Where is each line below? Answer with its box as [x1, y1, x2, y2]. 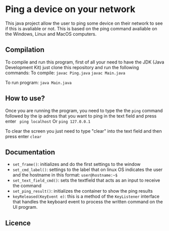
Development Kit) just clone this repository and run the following [5, 64, 139, 70]
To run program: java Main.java [5, 79, 72, 85]
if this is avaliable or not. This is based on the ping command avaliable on [5, 25, 157, 31]
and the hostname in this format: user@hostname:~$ [12, 172, 118, 178]
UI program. [12, 204, 38, 210]
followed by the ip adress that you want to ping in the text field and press [5, 112, 157, 119]
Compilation [5, 45, 44, 54]
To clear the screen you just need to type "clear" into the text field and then [5, 128, 162, 134]
